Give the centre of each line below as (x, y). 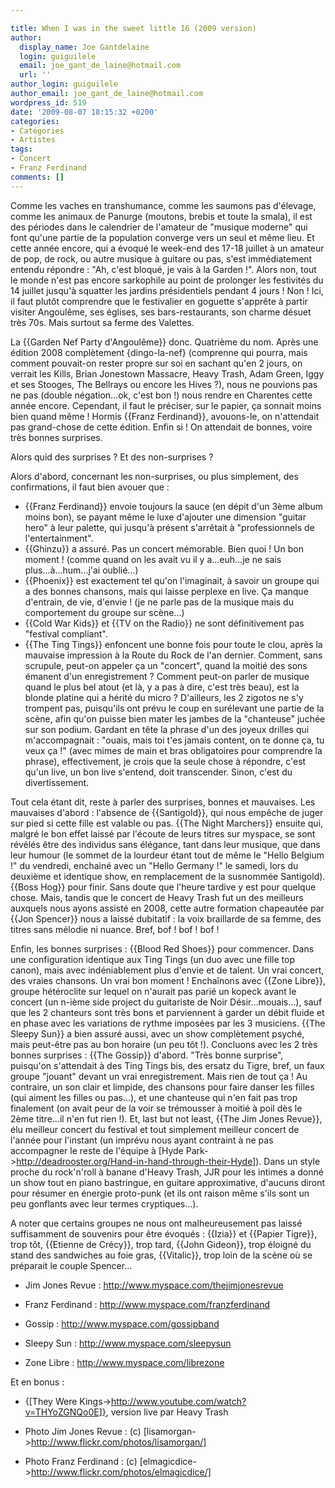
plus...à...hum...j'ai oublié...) (81, 570)
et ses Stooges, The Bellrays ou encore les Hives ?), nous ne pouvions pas (164, 384)
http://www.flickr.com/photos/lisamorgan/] (119, 1442)
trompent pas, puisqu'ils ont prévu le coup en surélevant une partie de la (174, 708)
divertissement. (57, 782)
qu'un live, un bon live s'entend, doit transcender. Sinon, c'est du (158, 772)
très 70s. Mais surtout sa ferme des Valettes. (102, 322)
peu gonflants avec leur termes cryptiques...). (104, 1203)
